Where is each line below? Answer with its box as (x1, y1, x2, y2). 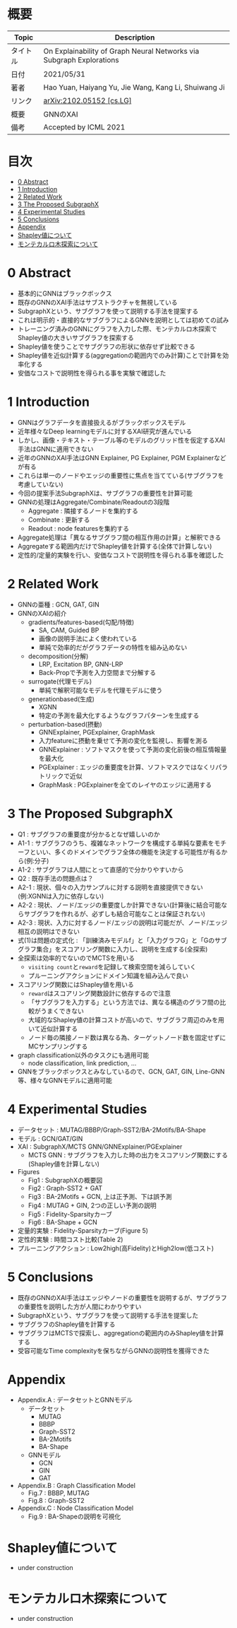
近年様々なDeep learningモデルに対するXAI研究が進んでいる (17, 427, 193, 435)
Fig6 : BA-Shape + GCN (28, 1217, 97, 1226)
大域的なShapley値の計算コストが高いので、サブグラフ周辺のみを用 (28, 1015, 224, 1024)
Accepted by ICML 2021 (43, 122, 126, 131)
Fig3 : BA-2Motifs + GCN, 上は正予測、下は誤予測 (28, 1192, 172, 1200)
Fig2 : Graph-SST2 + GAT (28, 1183, 103, 1192)
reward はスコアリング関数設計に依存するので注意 (28, 989, 171, 997)
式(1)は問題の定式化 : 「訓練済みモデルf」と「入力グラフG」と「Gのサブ (17, 936, 227, 944)
